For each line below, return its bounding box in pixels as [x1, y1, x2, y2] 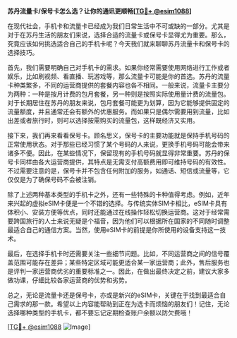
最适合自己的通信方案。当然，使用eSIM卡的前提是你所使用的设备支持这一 [7, 226, 220, 234]
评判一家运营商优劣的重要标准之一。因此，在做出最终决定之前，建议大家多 [13, 267, 230, 275]
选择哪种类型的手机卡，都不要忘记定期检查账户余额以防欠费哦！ [7, 308, 193, 317]
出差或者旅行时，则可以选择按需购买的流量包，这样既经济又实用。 [7, 116, 199, 124]
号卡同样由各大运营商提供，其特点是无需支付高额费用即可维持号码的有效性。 [7, 158, 230, 166]
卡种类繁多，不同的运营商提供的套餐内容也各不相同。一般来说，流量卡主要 [7, 81, 224, 89]
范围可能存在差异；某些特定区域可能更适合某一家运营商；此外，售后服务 [13, 258, 224, 267]
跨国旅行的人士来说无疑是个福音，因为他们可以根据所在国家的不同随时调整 [13, 217, 230, 225]
